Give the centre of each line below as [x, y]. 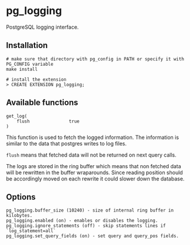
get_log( [17, 116]
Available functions [42, 103]
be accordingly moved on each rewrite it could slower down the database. [95, 178]
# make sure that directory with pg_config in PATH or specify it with [95, 59]
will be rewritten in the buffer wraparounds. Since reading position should [94, 172]
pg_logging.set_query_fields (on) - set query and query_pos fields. [93, 236]
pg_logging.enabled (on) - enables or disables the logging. [82, 221]
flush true [48, 121]
